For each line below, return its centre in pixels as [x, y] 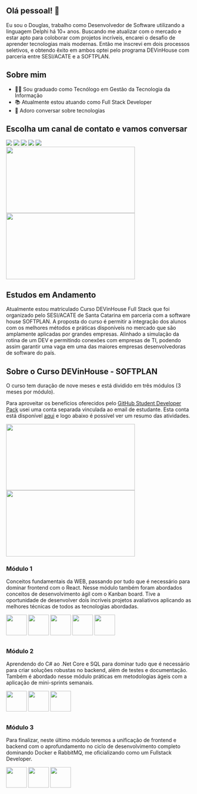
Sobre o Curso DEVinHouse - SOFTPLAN [82, 371]
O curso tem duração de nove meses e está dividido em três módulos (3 [94, 386]
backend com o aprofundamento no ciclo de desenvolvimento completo [93, 746]
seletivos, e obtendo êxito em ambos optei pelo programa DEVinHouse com [98, 50]
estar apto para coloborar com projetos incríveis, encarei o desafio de [91, 37]
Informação [29, 95]
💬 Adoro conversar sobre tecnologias [60, 110]
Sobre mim [26, 75]
